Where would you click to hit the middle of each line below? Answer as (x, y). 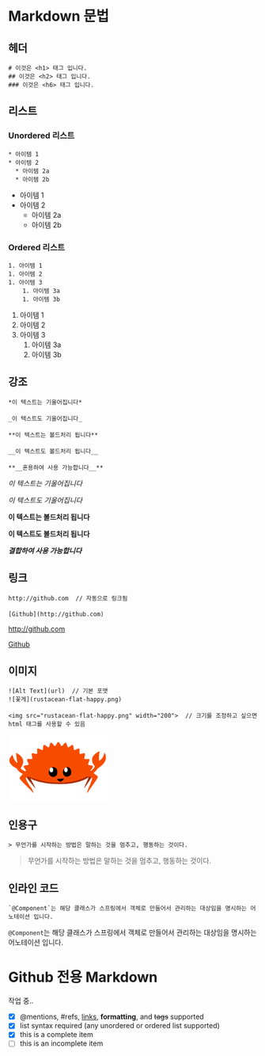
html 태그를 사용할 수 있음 (47, 724)
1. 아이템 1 (25, 265)
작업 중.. (21, 1001)
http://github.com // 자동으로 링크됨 (68, 598)
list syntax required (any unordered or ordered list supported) (119, 1026)
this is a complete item (56, 1035)
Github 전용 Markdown (83, 977)
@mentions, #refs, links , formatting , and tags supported (112, 1017)
